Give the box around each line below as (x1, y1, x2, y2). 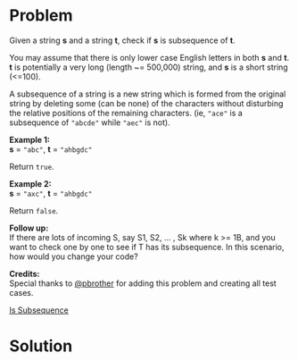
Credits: (9, 268, 40, 279)
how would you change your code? (9, 251, 138, 262)
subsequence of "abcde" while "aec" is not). (9, 117, 171, 128)
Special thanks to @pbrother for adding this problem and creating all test (9, 278, 277, 289)
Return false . (9, 205, 59, 215)
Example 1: (9, 134, 51, 145)
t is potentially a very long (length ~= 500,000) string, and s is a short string (9, 62, 288, 72)
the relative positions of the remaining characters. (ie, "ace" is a (9, 107, 243, 118)
